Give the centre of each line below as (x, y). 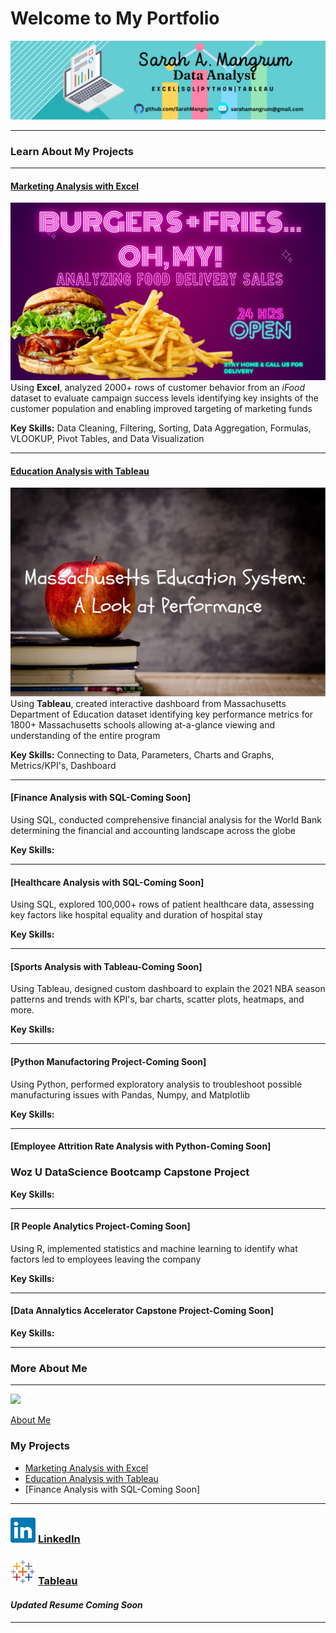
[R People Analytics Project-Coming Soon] (100, 1226)
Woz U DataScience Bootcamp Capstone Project (130, 1172)
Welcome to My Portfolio (115, 18)
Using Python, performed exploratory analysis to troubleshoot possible (156, 1084)
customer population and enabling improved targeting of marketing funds (161, 408)
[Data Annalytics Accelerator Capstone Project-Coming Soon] (142, 1311)
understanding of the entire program (85, 735)
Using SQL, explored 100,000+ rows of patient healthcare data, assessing (162, 904)
